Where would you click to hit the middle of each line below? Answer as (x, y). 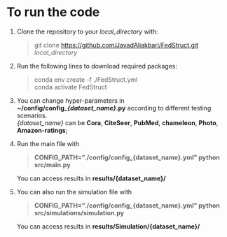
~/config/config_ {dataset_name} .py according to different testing (114, 108)
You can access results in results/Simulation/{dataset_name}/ (108, 226)
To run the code (53, 12)
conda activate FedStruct (70, 87)
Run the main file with (48, 143)
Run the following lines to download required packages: (97, 66)
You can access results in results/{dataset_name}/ (91, 178)
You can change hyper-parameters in (70, 100)
